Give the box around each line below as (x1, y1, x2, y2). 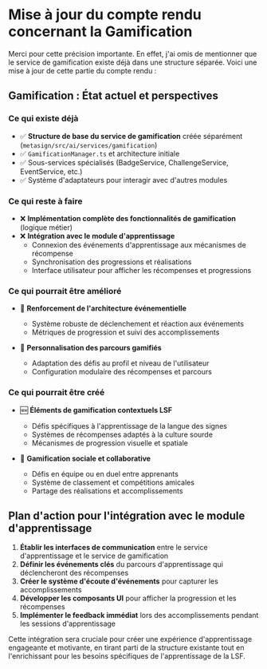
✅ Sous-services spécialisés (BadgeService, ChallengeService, (19, 157, 229, 167)
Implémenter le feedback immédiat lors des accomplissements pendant (19, 611, 259, 620)
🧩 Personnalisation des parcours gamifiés (19, 343, 162, 353)
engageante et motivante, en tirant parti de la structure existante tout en (8, 643, 245, 652)
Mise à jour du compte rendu (8, 6, 202, 24)
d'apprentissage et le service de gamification (19, 551, 169, 560)
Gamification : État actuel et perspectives (8, 89, 219, 103)
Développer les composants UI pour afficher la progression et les (19, 593, 237, 604)
